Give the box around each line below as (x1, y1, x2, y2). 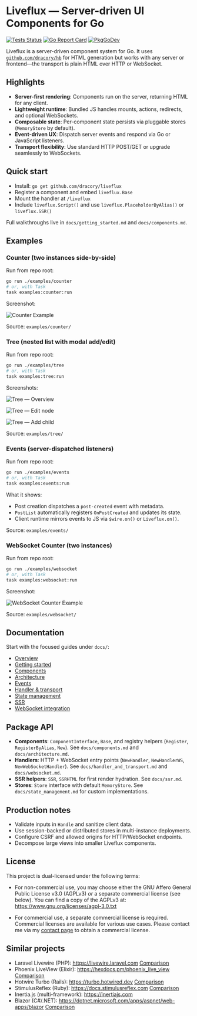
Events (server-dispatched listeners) (6, 445, 114, 453)
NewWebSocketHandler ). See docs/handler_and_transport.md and (14, 763, 168, 770)
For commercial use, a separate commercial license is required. (14, 914, 169, 921)
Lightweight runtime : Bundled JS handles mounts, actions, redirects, (14, 105, 183, 113)
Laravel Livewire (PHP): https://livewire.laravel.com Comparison (14, 959, 169, 966)
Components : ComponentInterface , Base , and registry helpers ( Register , (14, 738, 189, 745)
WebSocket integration (14, 705, 71, 712)
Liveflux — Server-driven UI (6, 4, 145, 18)
